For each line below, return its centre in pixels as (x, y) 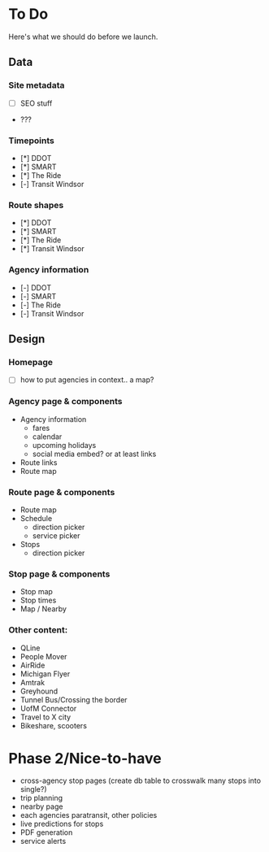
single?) (33, 789)
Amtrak (33, 682)
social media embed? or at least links (94, 454)
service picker (56, 535)
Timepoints (32, 141)
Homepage (30, 362)
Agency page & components (66, 402)
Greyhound (39, 691)
